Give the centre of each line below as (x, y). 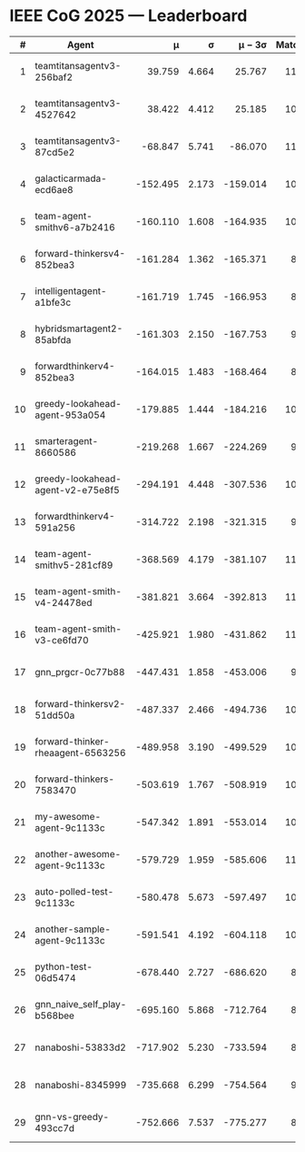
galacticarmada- (71, 178)
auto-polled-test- (74, 891)
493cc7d (55, 1127)
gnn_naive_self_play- (81, 1004)
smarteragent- (67, 440)
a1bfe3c (53, 302)
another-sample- (73, 929)
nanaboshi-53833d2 (81, 1047)
